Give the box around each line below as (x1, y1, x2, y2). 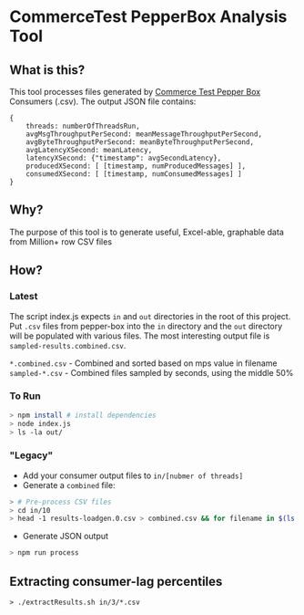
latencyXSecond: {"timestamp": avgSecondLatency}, (25, 153, 222, 162)
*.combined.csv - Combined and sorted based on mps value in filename (9, 358, 278, 369)
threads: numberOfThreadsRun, (25, 121, 141, 130)
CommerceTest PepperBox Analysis (9, 6, 288, 27)
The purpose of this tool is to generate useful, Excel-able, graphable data (9, 226, 284, 237)
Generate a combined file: (22, 479, 116, 490)
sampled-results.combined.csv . (9, 339, 127, 350)
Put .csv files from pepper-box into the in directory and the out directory (9, 320, 283, 331)
